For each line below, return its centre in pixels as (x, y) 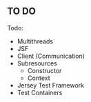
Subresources (37, 63)
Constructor (44, 70)
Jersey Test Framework (51, 85)
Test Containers (40, 92)
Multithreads (35, 41)
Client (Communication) (51, 56)
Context (39, 78)
